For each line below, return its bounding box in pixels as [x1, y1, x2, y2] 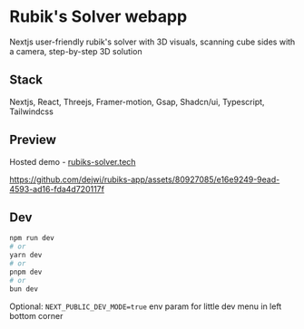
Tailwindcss [9, 106, 54, 117]
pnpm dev [9, 267, 43, 276]
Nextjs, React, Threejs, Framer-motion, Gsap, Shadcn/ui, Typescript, [9, 96, 265, 107]
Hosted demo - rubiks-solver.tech [9, 156, 136, 167]
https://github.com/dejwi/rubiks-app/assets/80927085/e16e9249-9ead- [9, 174, 280, 185]
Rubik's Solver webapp [9, 6, 188, 27]
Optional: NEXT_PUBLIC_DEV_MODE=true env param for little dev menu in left [9, 301, 282, 312]
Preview [9, 132, 57, 148]
